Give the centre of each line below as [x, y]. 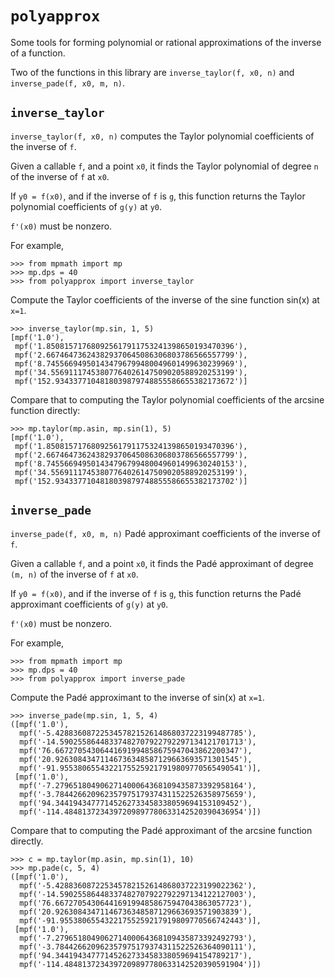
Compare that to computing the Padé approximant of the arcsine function [161, 830]
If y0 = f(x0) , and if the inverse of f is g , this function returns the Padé [156, 593]
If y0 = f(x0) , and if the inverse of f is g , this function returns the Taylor [158, 196]
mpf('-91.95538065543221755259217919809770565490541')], [140, 768]
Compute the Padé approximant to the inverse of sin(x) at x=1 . [137, 697]
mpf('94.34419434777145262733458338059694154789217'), [136, 955]
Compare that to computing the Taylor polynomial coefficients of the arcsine [167, 399]
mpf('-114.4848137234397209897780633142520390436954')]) [140, 812]
